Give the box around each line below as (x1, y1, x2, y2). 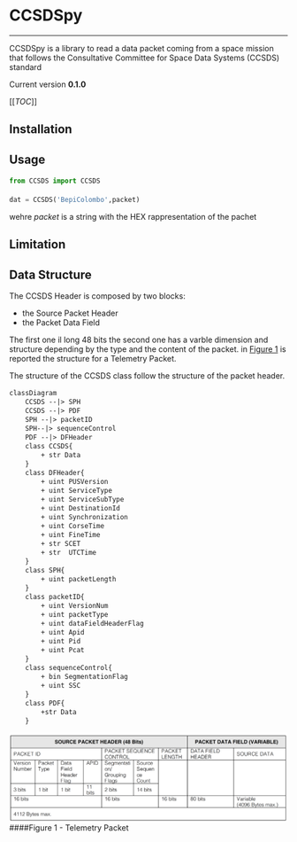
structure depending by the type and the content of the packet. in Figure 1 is (9, 343, 286, 355)
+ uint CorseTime (41, 521, 104, 530)
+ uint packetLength (41, 574, 117, 583)
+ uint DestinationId (41, 503, 121, 512)
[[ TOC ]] (9, 96, 37, 106)
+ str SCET (41, 539, 81, 548)
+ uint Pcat (41, 645, 86, 654)
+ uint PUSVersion (41, 477, 109, 486)
